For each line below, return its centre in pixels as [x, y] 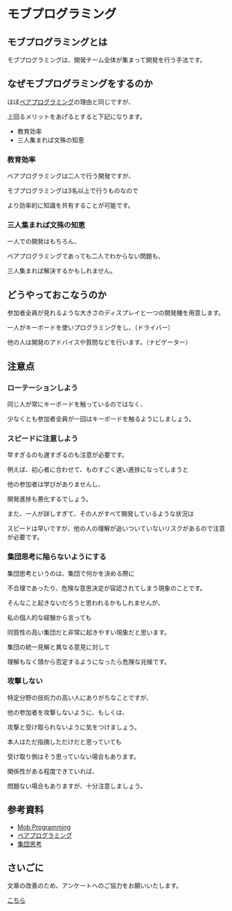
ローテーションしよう [43, 387]
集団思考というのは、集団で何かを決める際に [71, 573]
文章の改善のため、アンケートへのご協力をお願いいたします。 [95, 886]
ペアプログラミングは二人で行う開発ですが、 [71, 176]
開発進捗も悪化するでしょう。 [50, 499]
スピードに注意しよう [43, 439]
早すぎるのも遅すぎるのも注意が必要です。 [68, 455]
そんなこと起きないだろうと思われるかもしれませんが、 [86, 603]
